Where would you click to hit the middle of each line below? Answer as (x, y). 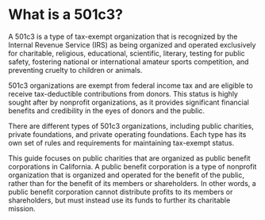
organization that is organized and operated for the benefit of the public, (126, 175)
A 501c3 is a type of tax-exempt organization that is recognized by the (123, 36)
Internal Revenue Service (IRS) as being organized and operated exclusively (132, 44)
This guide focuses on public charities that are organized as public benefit (130, 158)
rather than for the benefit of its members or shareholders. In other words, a (132, 183)
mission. (22, 208)
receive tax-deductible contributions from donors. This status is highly (123, 93)
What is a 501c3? (65, 15)
